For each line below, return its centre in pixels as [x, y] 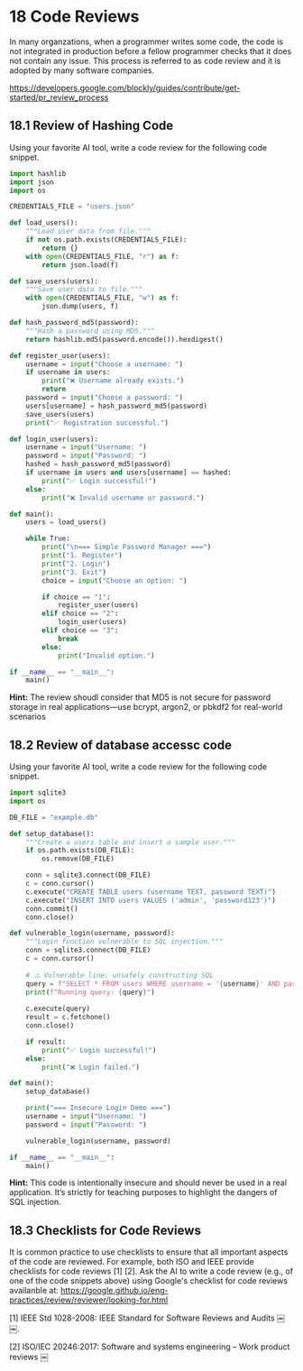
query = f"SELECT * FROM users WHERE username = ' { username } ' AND [153, 984]
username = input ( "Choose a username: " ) [104, 364]
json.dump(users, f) [80, 307]
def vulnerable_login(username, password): [92, 934]
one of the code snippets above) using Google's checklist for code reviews [149, 1281]
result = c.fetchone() [68, 1017]
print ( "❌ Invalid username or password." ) [123, 498]
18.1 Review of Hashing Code [92, 126]
